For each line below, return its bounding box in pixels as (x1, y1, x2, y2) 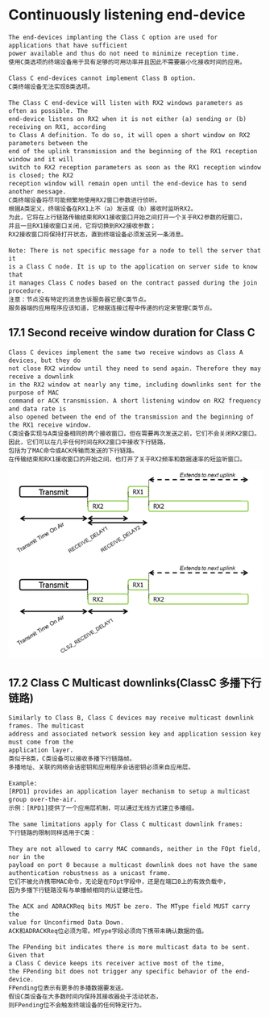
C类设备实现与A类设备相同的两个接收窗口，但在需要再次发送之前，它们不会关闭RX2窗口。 (8, 429, 260, 437)
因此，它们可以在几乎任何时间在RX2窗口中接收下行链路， (8, 438, 169, 446)
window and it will (8, 155, 74, 163)
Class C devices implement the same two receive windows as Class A (8, 348, 243, 356)
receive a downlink (8, 373, 74, 381)
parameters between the (8, 139, 89, 147)
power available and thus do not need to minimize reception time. (8, 49, 240, 57)
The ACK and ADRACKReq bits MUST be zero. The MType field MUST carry (8, 902, 251, 911)
